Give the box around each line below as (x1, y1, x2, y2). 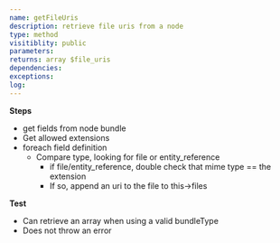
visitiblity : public (9, 38, 88, 48)
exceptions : (9, 72, 54, 81)
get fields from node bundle (22, 123, 126, 134)
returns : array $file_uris (9, 55, 111, 64)
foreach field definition (22, 142, 107, 153)
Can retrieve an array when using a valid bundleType (22, 215, 219, 226)
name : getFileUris (9, 13, 79, 23)
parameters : (9, 47, 54, 56)
